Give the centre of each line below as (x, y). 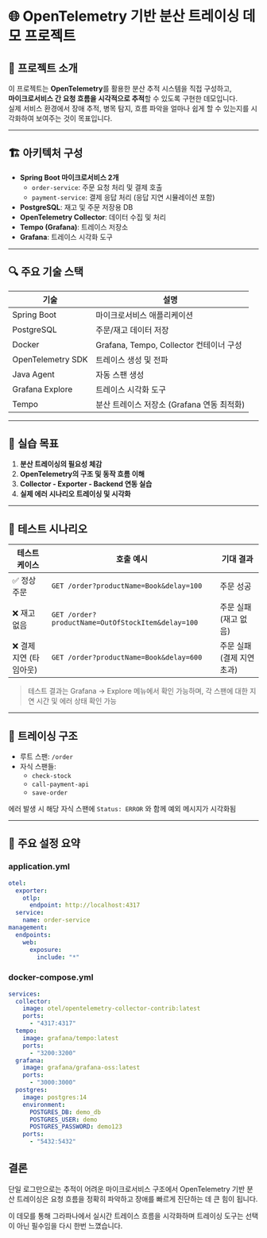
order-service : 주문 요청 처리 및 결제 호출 (97, 187)
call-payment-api (60, 785)
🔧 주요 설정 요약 (44, 843)
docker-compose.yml (51, 977)
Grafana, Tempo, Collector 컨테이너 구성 (169, 345)
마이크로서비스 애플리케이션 (144, 315)
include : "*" (58, 957)
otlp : (32, 898)
